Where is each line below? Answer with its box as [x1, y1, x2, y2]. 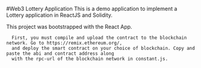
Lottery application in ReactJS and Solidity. [6, 11, 113, 19]
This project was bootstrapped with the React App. [6, 23, 132, 30]
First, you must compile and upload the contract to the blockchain [11, 35, 187, 41]
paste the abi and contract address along [6, 51, 114, 57]
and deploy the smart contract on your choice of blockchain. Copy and [11, 45, 196, 51]
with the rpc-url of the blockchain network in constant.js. [11, 56, 169, 62]
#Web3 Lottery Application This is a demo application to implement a [6, 5, 178, 12]
